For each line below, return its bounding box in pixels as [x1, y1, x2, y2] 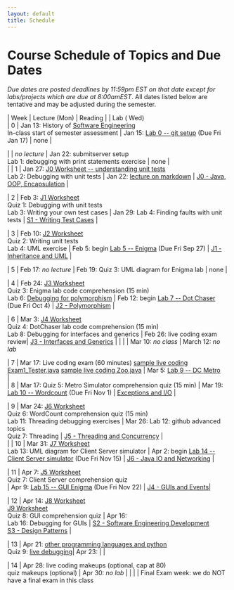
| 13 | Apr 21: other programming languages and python [7, 540, 167, 549]
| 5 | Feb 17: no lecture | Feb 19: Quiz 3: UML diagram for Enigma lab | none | [7, 265, 228, 274]
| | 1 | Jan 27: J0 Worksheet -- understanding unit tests [7, 165, 166, 173]
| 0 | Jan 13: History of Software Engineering [7, 121, 136, 130]
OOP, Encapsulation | [7, 180, 69, 188]
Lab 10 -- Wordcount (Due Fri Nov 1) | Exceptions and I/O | [7, 388, 176, 397]
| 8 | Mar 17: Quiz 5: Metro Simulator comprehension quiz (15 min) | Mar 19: [7, 381, 223, 390]
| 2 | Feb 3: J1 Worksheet [7, 193, 79, 202]
